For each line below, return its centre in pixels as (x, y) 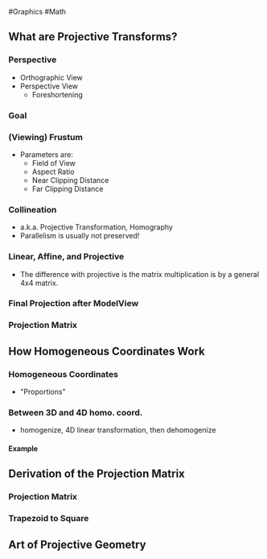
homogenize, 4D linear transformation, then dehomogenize (118, 430)
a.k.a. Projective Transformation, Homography (96, 227)
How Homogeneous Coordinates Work (107, 351)
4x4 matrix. (39, 283)
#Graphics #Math (37, 12)
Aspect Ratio (53, 172)
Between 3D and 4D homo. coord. (76, 412)
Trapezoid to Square (49, 519)
